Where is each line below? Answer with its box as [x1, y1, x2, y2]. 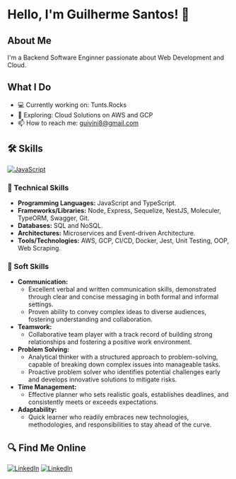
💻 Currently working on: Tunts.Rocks [17, 100, 127, 109]
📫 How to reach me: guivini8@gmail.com [17, 118, 139, 127]
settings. [28, 300, 54, 308]
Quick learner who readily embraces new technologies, [28, 413, 189, 422]
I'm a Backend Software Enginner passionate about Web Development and [7, 53, 225, 62]
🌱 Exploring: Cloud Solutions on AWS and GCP [17, 110, 153, 119]
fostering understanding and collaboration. [28, 315, 153, 324]
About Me [7, 35, 52, 47]
